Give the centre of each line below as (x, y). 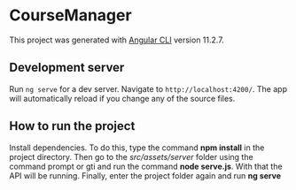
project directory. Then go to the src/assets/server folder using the (132, 156)
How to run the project (72, 126)
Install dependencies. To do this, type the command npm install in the (137, 148)
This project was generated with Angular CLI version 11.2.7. (117, 40)
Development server (67, 68)
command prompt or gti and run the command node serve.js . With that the (146, 166)
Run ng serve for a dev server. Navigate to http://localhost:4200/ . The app (148, 88)
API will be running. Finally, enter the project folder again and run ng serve (145, 175)
